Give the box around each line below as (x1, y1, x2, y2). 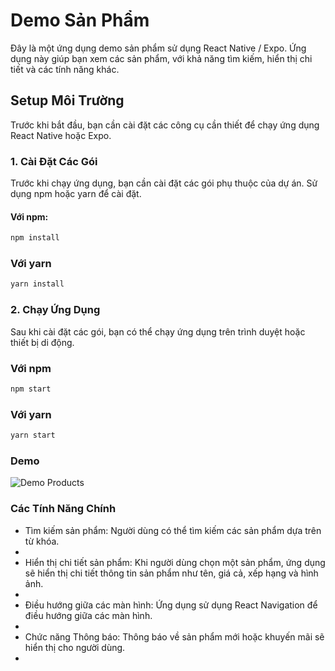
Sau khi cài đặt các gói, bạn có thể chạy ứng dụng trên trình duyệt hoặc (10, 325, 306, 338)
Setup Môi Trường (10, 92, 125, 109)
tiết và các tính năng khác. (10, 63, 120, 75)
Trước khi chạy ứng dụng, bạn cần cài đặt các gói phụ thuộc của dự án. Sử (10, 177, 318, 189)
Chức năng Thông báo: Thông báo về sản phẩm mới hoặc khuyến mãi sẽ (24, 630, 325, 643)
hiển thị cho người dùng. (24, 641, 126, 653)
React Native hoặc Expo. (10, 129, 112, 141)
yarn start (10, 430, 56, 441)
